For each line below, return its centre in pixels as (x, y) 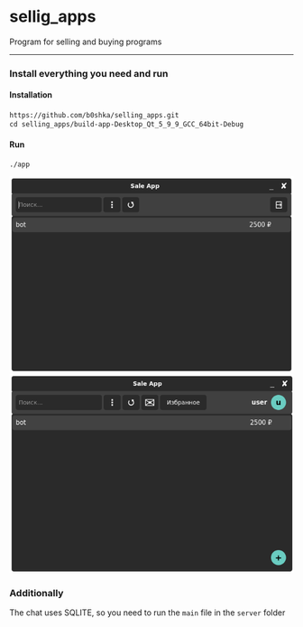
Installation (31, 95)
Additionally (37, 594)
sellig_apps (53, 17)
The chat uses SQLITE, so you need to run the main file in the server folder (147, 613)
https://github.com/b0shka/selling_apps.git (94, 116)
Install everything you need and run (89, 73)
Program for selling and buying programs (86, 42)
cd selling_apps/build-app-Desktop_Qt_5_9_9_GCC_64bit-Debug (127, 125)
